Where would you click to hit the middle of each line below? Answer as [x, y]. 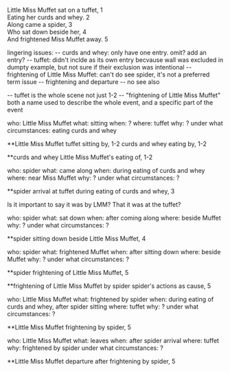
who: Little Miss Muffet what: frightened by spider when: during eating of [111, 299]
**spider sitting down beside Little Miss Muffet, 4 [77, 238]
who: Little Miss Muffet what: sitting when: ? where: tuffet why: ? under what [115, 123]
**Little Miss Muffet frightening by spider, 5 [69, 327]
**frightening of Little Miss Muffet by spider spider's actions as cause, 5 [109, 286]
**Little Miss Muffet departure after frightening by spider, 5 [91, 361]
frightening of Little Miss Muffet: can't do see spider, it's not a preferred [108, 74]
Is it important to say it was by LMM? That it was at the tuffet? [94, 205]
